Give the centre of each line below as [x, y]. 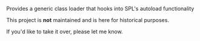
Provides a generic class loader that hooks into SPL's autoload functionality [100, 9]
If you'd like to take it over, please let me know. [65, 31]
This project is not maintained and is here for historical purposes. [88, 20]
